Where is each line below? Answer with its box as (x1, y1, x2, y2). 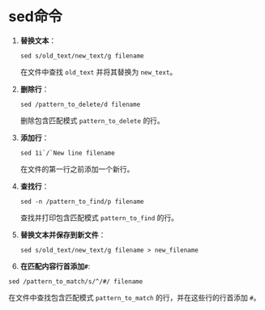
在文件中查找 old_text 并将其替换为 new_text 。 (19, 66, 177, 77)
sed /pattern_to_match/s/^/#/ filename (8, 277, 143, 286)
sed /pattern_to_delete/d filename (19, 100, 141, 108)
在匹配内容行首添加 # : (19, 261, 91, 271)
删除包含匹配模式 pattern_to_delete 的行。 (19, 115, 165, 125)
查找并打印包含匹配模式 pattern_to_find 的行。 (19, 212, 179, 223)
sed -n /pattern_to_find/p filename (19, 197, 144, 206)
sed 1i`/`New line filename (19, 149, 115, 157)
